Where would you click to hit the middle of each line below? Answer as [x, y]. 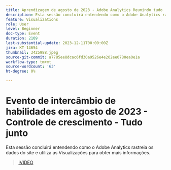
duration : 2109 [22, 39]
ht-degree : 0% [21, 72]
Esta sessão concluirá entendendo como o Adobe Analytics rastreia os [80, 147]
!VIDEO [26, 162]
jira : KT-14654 [22, 48]
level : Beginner [23, 29]
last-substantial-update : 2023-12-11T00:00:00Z [57, 43]
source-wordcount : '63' [31, 66]
